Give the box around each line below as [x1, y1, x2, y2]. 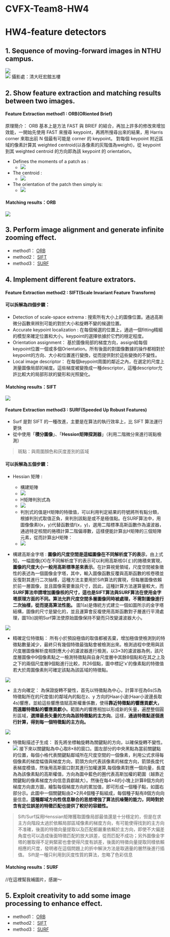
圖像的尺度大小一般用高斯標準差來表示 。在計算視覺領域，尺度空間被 [12, 564, 155, 570]
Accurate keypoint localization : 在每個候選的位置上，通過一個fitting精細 [12, 326, 163, 333]
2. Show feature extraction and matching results [5, 88, 161, 97]
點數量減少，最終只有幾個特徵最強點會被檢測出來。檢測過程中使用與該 [17, 641, 164, 647]
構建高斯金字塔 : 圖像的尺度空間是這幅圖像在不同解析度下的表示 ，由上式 [12, 551, 163, 557]
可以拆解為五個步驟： [5, 461, 50, 467]
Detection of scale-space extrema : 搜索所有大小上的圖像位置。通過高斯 [12, 314, 163, 320]
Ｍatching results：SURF [5, 864, 58, 870]
